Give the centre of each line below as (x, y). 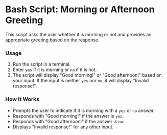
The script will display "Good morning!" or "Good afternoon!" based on (87, 75)
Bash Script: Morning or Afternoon (80, 9)
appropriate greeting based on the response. (52, 40)
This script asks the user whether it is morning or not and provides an (78, 34)
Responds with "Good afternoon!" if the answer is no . (68, 121)
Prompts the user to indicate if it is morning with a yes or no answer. (83, 110)
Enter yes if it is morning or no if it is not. (55, 70)
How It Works (22, 99)
